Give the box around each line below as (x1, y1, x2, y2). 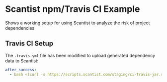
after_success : (5, 67, 37, 72)
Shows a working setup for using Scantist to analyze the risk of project (5, 20, 150, 26)
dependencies (5, 25, 35, 31)
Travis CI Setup (5, 40, 54, 48)
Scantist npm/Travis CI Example (5, 3, 140, 15)
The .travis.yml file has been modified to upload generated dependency (5, 52, 156, 58)
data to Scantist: (5, 58, 39, 64)
